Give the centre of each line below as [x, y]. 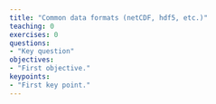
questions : [30, 43]
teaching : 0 [32, 26]
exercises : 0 [34, 34]
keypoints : [30, 77]
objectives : [32, 60]
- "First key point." [50, 85]
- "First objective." [50, 69]
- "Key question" [42, 52]
